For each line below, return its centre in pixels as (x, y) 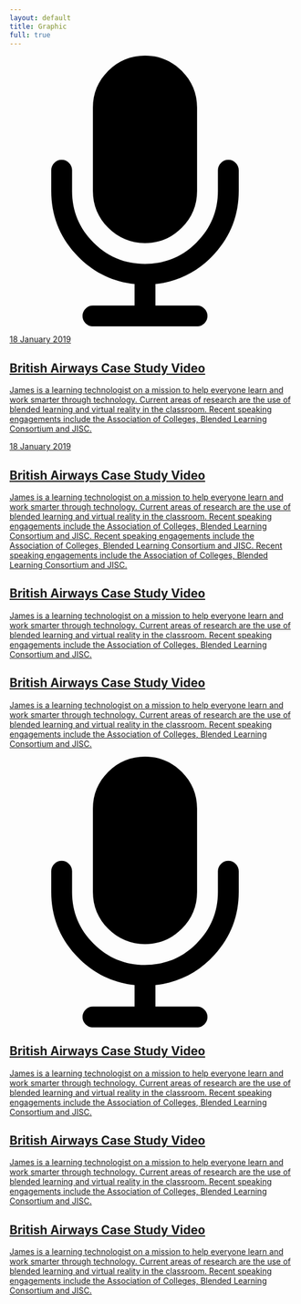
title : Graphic (38, 26)
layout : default (40, 18)
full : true (30, 35)
